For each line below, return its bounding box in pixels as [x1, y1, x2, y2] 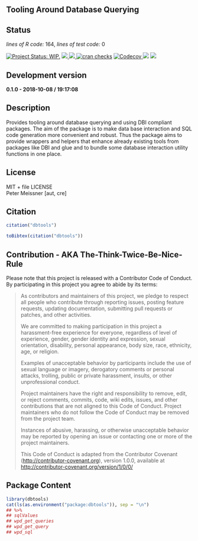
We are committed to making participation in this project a [20, 323, 162, 330]
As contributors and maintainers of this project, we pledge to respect [20, 292, 189, 300]
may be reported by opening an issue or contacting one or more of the [20, 433, 193, 440]
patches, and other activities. [20, 311, 92, 319]
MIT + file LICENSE [6, 183, 53, 190]
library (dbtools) [6, 496, 49, 502]
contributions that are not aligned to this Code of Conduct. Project [20, 403, 182, 410]
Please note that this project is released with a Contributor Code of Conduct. [6, 275, 193, 282]
